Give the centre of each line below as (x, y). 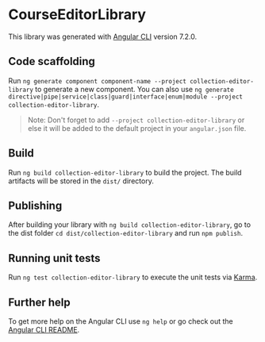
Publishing (35, 205)
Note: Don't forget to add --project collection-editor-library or (136, 120)
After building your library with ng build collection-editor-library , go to (130, 225)
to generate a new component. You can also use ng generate (134, 89)
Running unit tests (54, 258)
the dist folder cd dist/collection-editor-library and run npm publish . (126, 233)
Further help (40, 302)
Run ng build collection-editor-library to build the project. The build (125, 172)
